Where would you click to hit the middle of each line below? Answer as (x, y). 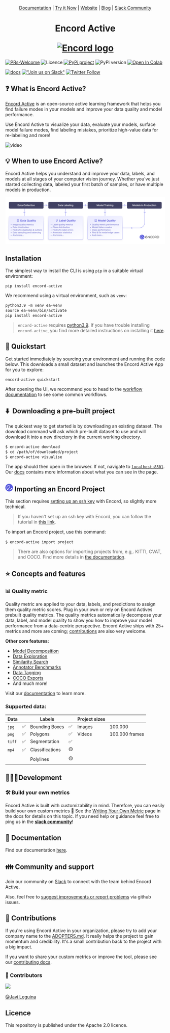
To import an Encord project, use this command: (56, 532)
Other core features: (27, 641)
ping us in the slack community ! (39, 822)
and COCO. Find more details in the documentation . (72, 557)
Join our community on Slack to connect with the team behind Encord (78, 881)
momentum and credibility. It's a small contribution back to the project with (83, 941)
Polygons (40, 734)
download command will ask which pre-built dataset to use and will (76, 431)
